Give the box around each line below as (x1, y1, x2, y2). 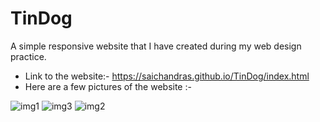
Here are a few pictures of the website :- (24, 80, 192, 92)
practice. (10, 50, 47, 62)
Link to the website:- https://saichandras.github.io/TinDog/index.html (24, 70, 310, 82)
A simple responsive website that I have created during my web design (10, 40, 302, 52)
